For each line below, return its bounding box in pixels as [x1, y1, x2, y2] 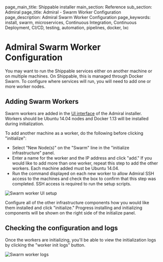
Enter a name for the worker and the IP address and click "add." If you [12, 155, 152, 161]
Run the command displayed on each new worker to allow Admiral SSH [12, 170, 154, 176]
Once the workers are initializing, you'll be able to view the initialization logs [5, 237, 156, 243]
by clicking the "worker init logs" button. [5, 242, 86, 248]
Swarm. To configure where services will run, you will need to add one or [5, 78, 151, 84]
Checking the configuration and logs [5, 224, 118, 232]
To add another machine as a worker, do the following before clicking [5, 130, 144, 136]
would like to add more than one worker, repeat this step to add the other [12, 160, 158, 166]
